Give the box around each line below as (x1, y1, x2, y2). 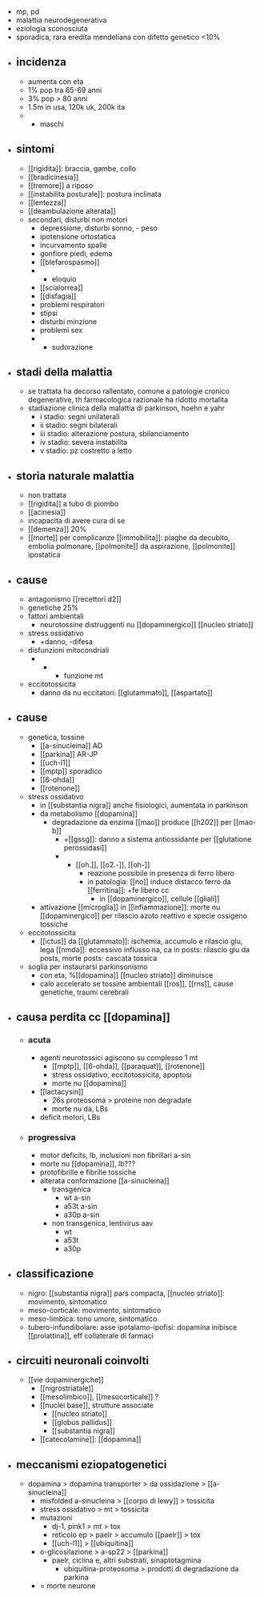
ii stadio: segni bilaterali (39, 420, 118, 430)
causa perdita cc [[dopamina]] (15, 1011, 170, 1024)
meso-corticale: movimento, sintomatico (27, 1305, 162, 1315)
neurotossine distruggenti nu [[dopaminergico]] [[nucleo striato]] (39, 620, 254, 630)
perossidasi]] (63, 843, 107, 852)
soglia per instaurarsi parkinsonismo (27, 962, 148, 971)
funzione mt (63, 671, 104, 681)
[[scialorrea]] (39, 282, 83, 292)
